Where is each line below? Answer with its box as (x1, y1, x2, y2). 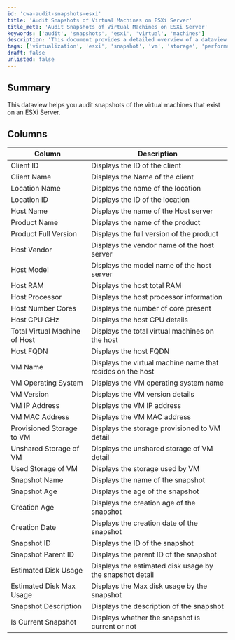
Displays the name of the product (91, 218, 201, 228)
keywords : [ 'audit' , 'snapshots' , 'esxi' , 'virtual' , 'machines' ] (7, 29, 205, 37)
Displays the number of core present (91, 304, 211, 313)
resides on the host (91, 367, 155, 376)
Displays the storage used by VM (91, 464, 200, 474)
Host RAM (10, 281, 44, 291)
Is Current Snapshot (10, 618, 77, 627)
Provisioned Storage (10, 423, 78, 433)
